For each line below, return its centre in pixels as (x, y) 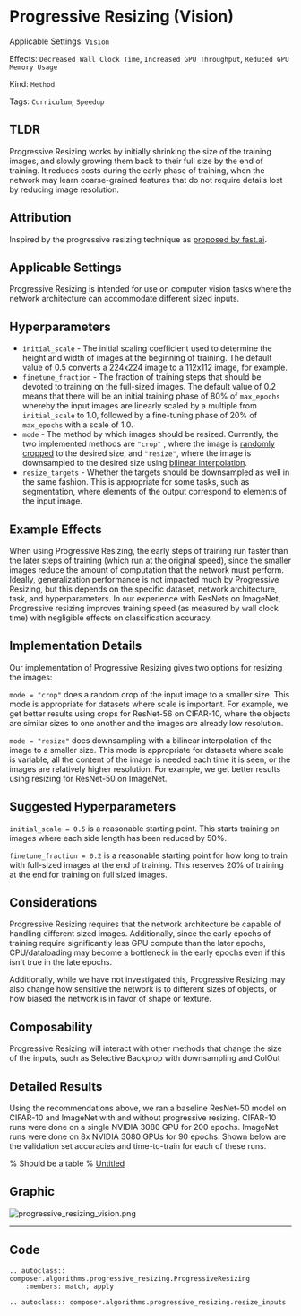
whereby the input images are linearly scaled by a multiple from (139, 406)
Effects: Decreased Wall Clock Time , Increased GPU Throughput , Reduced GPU (149, 58)
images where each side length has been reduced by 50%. (118, 838)
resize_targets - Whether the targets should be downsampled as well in (156, 472)
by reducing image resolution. (64, 189)
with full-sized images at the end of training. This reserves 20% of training (146, 864)
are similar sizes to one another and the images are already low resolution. (146, 723)
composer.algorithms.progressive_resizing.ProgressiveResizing (130, 1278)
